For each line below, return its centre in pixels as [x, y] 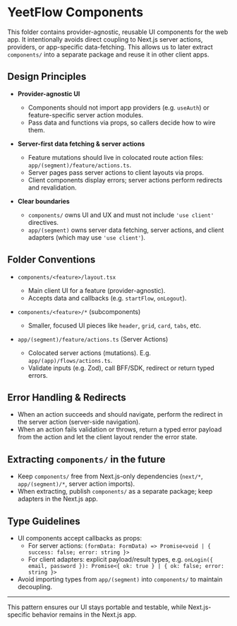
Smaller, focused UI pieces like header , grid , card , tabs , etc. [114, 325]
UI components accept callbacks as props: [80, 538]
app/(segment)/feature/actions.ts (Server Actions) [93, 339]
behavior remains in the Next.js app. [85, 615]
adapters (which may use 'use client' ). [87, 237]
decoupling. [35, 587]
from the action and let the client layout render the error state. [107, 437]
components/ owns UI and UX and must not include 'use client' [121, 215]
